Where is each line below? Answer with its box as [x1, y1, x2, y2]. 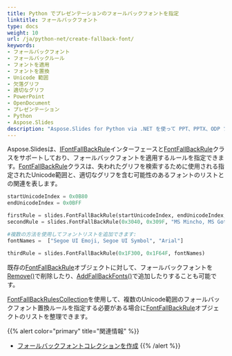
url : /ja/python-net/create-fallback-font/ [7, 36, 135, 43]
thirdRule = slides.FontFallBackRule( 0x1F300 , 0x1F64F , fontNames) [7, 249, 206, 257]
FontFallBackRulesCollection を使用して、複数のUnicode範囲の [7, 295, 184, 303]
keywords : [7, 42, 36, 49]
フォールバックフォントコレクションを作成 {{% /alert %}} [17, 342, 181, 350]
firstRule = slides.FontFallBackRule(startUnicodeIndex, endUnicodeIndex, [7, 212, 227, 219]
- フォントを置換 [7, 67, 50, 74]
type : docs [7, 23, 39, 30]
